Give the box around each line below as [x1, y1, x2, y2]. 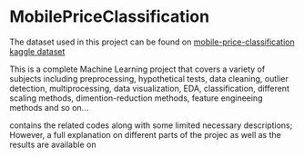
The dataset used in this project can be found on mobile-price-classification [9, 36, 295, 47]
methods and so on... [9, 102, 89, 113]
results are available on [9, 139, 96, 150]
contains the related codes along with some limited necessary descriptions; [9, 120, 293, 131]
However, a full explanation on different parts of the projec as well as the [9, 129, 282, 140]
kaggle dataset [9, 45, 66, 56]
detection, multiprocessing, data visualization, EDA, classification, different [9, 83, 289, 93]
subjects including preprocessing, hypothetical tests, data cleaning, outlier [9, 73, 289, 83]
